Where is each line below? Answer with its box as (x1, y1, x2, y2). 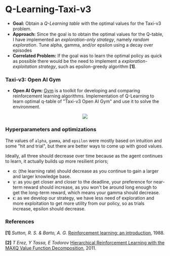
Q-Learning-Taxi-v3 (5, 4, 92, 15)
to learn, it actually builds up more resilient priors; (5, 158, 109, 164)
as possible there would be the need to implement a (12, 58, 121, 64)
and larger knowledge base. (12, 173, 71, 179)
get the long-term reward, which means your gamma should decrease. (12, 189, 160, 196)
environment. (12, 104, 40, 110)
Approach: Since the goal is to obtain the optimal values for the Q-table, (12, 31, 163, 37)
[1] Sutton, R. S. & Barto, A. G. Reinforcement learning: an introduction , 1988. (5, 230, 165, 236)
